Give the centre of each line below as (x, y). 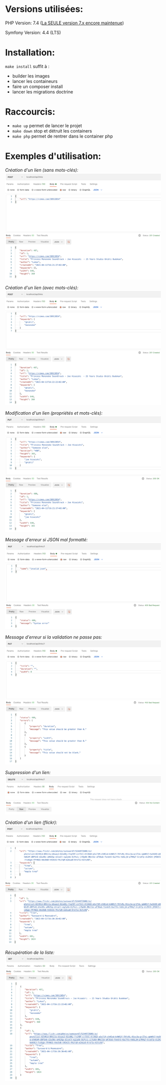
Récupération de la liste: (30, 952)
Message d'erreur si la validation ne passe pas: (54, 637)
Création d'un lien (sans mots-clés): (42, 170)
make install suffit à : (27, 66)
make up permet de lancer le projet (47, 126)
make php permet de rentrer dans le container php (62, 136)
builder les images (31, 76)
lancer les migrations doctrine (42, 92)
